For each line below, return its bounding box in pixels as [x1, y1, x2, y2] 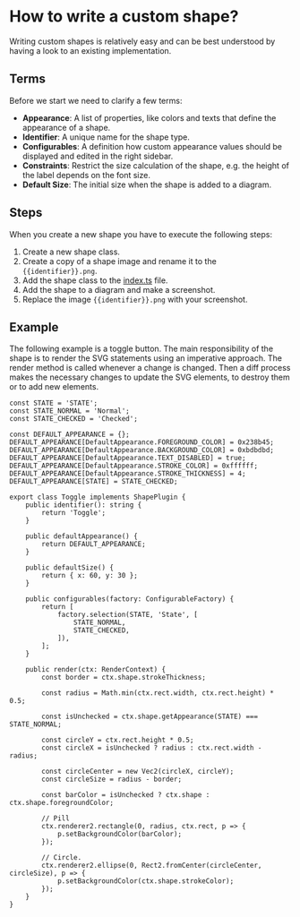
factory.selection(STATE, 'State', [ [56, 611, 199, 620]
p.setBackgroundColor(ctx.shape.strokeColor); [56, 877, 235, 886]
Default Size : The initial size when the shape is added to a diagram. [21, 179, 271, 190]
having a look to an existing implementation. [9, 45, 172, 56]
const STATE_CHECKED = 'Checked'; [9, 415, 139, 424]
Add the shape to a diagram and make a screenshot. [21, 284, 216, 295]
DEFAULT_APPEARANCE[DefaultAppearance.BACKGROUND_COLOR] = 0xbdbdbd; [9, 446, 275, 455]
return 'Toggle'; [41, 509, 106, 518]
